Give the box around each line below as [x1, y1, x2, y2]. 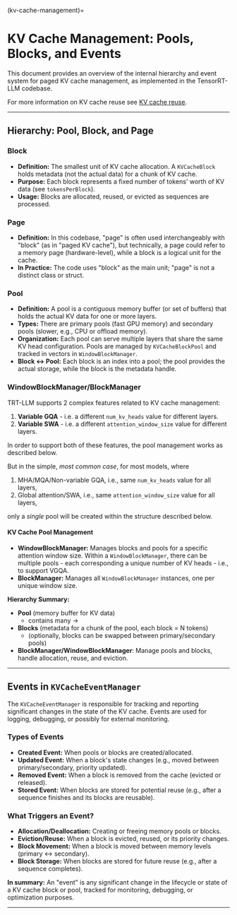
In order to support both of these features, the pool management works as [7, 441, 224, 449]
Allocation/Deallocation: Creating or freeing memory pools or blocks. [17, 827, 221, 836]
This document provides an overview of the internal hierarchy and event [7, 69, 217, 77]
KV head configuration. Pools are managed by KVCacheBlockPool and [17, 342, 217, 350]
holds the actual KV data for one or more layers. [17, 312, 157, 321]
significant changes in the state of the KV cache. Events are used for [7, 707, 207, 716]
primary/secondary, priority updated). [17, 763, 128, 772]
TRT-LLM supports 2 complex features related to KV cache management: [7, 399, 221, 407]
